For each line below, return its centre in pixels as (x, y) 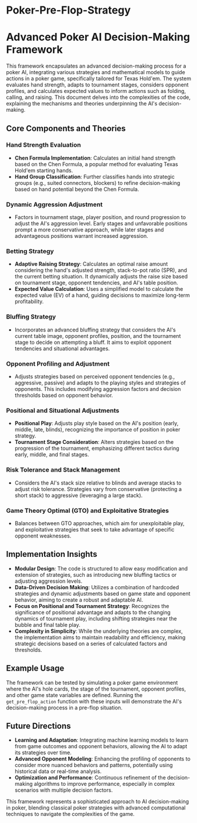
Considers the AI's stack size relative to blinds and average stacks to (98, 483)
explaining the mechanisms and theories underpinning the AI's (82, 104)
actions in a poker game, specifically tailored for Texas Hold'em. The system (98, 79)
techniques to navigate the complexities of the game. (71, 814)
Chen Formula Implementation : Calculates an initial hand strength (95, 158)
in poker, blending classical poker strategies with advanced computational (96, 808)
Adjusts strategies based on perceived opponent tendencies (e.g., (95, 376)
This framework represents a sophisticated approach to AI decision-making (98, 802)
